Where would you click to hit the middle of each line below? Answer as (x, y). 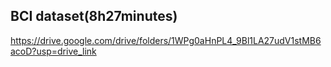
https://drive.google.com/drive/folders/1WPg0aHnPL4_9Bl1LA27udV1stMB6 (166, 40)
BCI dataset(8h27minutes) (94, 16)
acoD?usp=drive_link (53, 51)
